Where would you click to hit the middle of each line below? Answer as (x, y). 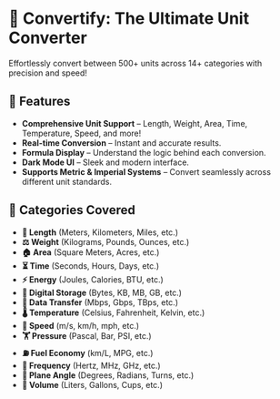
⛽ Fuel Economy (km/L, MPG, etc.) (87, 353)
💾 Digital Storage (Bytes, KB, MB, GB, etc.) (102, 292)
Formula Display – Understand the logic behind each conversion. (144, 152)
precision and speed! (48, 73)
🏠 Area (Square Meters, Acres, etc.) (90, 252)
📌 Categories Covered (72, 210)
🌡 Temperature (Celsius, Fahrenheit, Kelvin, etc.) (113, 312)
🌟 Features (40, 102)
